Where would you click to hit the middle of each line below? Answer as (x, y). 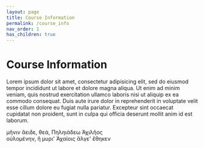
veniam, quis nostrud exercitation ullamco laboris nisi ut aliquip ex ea (93, 94)
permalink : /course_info (38, 23)
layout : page (23, 12)
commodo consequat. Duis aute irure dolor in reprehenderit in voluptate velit (102, 101)
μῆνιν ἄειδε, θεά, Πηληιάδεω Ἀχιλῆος (55, 132)
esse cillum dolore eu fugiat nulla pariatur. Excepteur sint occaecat (90, 108)
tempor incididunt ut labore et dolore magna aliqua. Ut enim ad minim (93, 88)
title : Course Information (40, 18)
